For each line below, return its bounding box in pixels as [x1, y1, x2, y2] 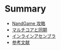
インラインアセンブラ [11, 33, 56, 39]
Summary [4, 3, 46, 15]
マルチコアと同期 [11, 26, 47, 33]
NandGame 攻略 [11, 20, 45, 26]
